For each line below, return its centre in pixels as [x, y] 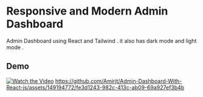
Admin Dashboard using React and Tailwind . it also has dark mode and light [101, 41]
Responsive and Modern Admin [87, 11]
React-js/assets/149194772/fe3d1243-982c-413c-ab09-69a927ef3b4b [95, 87]
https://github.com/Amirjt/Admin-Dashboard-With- [119, 81]
